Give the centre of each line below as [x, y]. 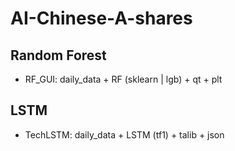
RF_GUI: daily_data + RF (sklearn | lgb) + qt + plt [123, 79]
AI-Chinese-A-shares [101, 18]
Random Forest [58, 55]
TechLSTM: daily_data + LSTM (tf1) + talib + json [124, 134]
